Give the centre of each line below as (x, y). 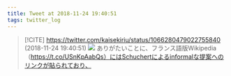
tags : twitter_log (34, 20)
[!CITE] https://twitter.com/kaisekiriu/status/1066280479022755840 (122, 39)
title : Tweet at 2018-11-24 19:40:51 (62, 13)
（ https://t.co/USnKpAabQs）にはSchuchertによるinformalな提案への (124, 57)
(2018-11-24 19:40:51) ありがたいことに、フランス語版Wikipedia (120, 48)
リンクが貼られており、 (58, 65)
